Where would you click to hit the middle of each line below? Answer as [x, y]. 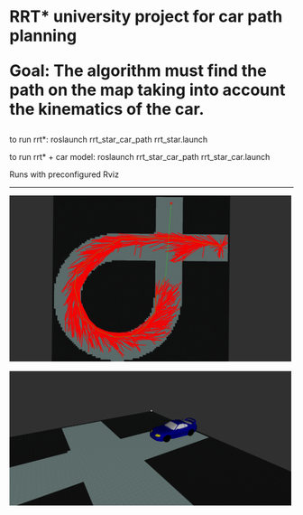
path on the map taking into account [147, 90]
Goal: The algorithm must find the [138, 71]
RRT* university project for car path [146, 17]
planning [43, 36]
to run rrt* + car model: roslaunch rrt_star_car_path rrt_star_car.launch [140, 157]
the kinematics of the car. [107, 109]
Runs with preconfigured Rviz [64, 174]
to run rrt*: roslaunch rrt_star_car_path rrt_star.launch [109, 140]
